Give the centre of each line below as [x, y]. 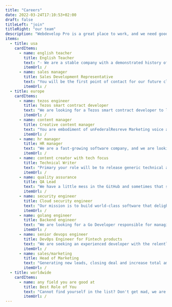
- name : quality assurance [48, 177]
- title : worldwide [31, 273]
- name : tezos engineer [44, 101]
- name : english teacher [45, 53]
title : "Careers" [24, 10]
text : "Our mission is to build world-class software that [88, 206]
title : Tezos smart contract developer [66, 106]
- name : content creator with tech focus [64, 158]
